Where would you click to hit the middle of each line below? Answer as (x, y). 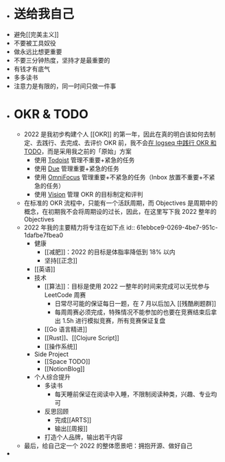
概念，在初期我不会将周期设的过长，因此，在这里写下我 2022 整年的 (120, 211)
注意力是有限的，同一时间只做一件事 (65, 86)
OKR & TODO (51, 114)
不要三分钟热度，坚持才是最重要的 (62, 60)
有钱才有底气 (32, 69)
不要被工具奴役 (35, 43)
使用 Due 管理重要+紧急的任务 (77, 168)
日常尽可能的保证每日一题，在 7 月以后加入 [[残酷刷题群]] (135, 303)
